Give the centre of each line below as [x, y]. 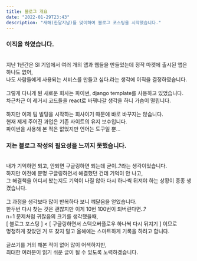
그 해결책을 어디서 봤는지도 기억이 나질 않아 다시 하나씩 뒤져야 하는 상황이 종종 [96, 180]
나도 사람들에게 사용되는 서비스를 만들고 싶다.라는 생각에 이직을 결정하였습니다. [97, 79]
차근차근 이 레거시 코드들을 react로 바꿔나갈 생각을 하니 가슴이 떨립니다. [88, 100]
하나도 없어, [20, 72]
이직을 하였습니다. [30, 44]
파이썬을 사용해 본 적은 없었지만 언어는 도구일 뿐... [63, 129]
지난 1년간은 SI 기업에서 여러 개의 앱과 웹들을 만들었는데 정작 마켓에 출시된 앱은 [97, 64]
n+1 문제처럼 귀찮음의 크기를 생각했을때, [52, 216]
